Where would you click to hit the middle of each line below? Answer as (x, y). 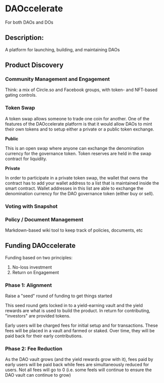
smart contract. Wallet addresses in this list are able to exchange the (74, 188)
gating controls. (21, 95)
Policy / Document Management (44, 219)
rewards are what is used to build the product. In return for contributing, (78, 311)
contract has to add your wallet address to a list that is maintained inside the (82, 183)
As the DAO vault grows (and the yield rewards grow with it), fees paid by (79, 359)
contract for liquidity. (26, 159)
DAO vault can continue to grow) (38, 375)
